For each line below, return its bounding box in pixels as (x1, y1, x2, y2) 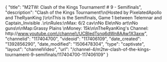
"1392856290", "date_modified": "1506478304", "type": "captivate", (5, 41, 145, 47)
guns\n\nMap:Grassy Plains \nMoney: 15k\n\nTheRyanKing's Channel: (5, 25, 149, 31)
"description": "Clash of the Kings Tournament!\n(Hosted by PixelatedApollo (5, 9, 162, 15)
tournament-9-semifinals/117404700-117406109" (5, 52, 106, 58)
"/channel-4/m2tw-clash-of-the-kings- (70, 47, 151, 52)
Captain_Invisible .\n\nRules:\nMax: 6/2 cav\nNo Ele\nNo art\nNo (5, 20, 138, 26)
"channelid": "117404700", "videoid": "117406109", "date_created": (5, 36, 141, 42)
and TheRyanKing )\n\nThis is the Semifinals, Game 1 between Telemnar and (5, 15, 162, 20)
